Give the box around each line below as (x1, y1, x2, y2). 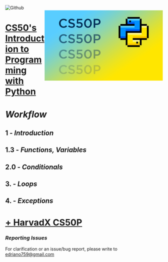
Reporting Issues (5, 234, 47, 241)
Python (5, 86, 36, 97)
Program (5, 54, 42, 65)
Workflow (5, 109, 47, 120)
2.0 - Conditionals (5, 162, 63, 171)
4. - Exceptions (5, 196, 53, 205)
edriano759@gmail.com (5, 251, 54, 257)
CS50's (5, 22, 37, 33)
